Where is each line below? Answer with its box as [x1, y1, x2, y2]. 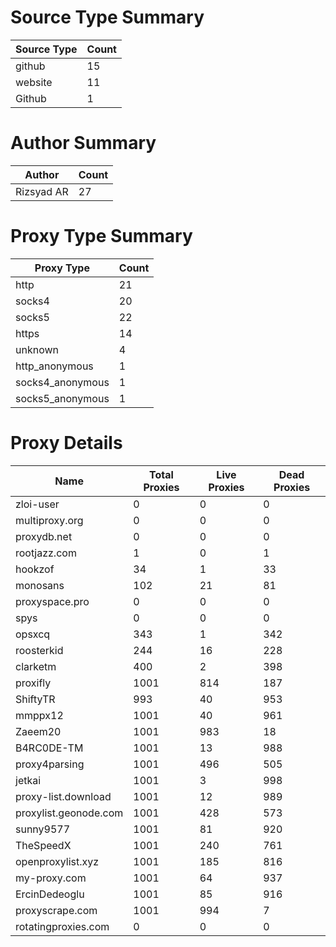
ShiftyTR [15, 692, 56, 706]
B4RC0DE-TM [15, 741, 84, 755]
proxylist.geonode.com [15, 806, 124, 820]
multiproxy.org [15, 513, 84, 527]
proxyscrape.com [15, 903, 98, 917]
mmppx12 [15, 708, 64, 722]
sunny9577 [15, 822, 71, 836]
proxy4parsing [15, 757, 85, 771]
